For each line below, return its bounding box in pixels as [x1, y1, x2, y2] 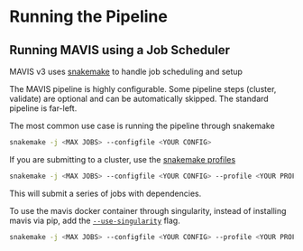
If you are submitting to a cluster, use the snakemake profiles [9, 153, 236, 164]
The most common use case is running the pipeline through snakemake [9, 120, 275, 131]
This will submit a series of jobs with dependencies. [9, 188, 202, 199]
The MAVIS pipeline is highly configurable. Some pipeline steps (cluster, [9, 84, 277, 94]
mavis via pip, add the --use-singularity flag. [9, 215, 180, 226]
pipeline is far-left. [9, 103, 78, 114]
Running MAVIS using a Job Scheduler [9, 42, 231, 58]
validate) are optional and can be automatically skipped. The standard [9, 93, 269, 104]
